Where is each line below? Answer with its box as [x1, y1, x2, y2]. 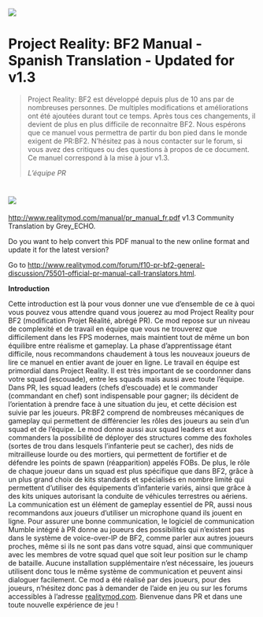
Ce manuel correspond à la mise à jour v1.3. [27, 153, 170, 163]
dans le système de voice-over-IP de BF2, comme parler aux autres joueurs [8, 534, 254, 543]
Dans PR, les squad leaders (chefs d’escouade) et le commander [8, 382, 218, 393]
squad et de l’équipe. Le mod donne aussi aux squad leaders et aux [8, 425, 227, 434]
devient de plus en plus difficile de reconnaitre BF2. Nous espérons [27, 120, 246, 129]
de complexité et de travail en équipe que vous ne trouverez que [8, 324, 218, 334]
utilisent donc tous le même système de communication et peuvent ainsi [8, 567, 243, 576]
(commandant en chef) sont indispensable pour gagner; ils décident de [8, 391, 239, 401]
